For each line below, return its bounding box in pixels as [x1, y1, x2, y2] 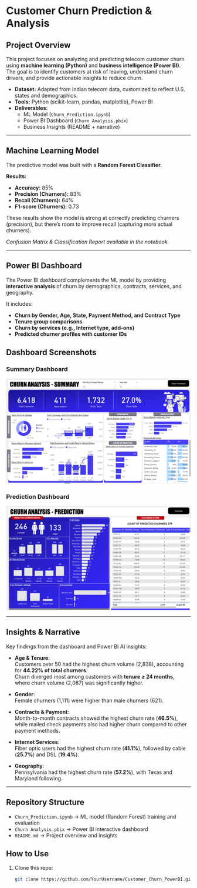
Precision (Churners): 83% [14, 190, 82, 198]
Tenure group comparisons [14, 318, 83, 325]
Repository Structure [6, 797, 85, 807]
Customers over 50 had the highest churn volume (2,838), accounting [14, 660, 184, 667]
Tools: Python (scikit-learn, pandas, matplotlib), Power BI [14, 98, 153, 105]
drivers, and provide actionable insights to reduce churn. [6, 75, 143, 81]
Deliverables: [14, 105, 48, 111]
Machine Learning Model [6, 146, 99, 156]
